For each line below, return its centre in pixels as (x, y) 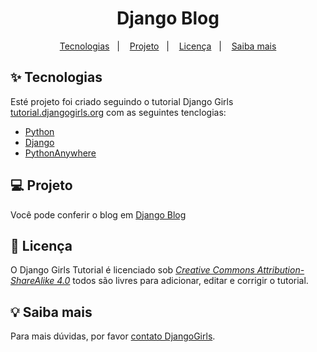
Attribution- (280, 270)
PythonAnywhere (60, 153)
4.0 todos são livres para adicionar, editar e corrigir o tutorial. (182, 281)
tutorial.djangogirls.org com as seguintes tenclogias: (118, 112)
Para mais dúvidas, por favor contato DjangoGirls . (113, 336)
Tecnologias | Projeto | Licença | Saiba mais (168, 46)
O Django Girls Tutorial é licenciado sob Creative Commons (132, 270)
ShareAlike (32, 281)
